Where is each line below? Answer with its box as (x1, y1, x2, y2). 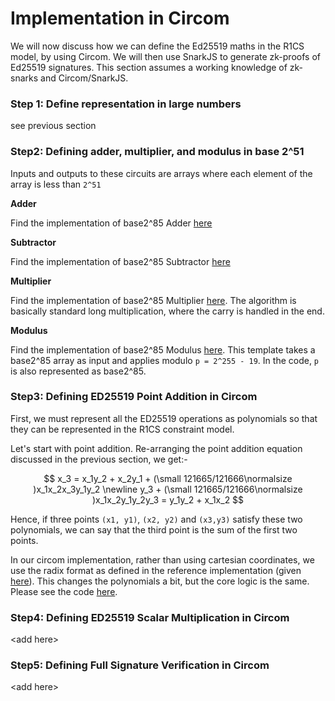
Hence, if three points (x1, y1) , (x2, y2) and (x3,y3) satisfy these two (10, 513, 303, 525)
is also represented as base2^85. (10, 365, 147, 377)
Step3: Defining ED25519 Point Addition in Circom (10, 390, 258, 404)
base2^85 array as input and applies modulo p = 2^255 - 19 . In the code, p (10, 354, 320, 366)
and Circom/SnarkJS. (40, 72, 129, 84)
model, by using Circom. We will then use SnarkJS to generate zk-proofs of (10, 50, 321, 62)
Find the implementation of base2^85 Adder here (10, 217, 213, 229)
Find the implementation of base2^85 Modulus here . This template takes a (10, 343, 316, 356)
